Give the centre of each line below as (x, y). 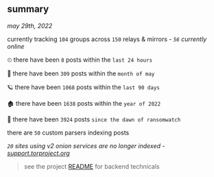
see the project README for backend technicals (92, 166)
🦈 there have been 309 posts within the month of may (81, 73)
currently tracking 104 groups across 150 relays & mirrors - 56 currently (107, 39)
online (16, 46)
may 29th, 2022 (30, 25)
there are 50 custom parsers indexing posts (68, 132)
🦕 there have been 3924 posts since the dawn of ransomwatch (94, 119)
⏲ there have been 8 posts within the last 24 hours (80, 60)
